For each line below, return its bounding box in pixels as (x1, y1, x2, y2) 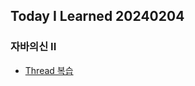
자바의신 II (10, 40, 57, 54)
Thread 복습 (24, 64, 74, 76)
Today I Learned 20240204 (10, 8, 185, 25)
